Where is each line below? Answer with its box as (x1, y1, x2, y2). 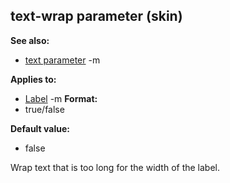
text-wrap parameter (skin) (10, 8, 183, 25)
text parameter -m (24, 54, 101, 66)
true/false (24, 103, 65, 115)
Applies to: (10, 73, 57, 85)
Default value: (10, 122, 70, 134)
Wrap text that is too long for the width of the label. (10, 161, 221, 173)
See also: (10, 34, 50, 46)
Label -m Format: (24, 92, 98, 104)
